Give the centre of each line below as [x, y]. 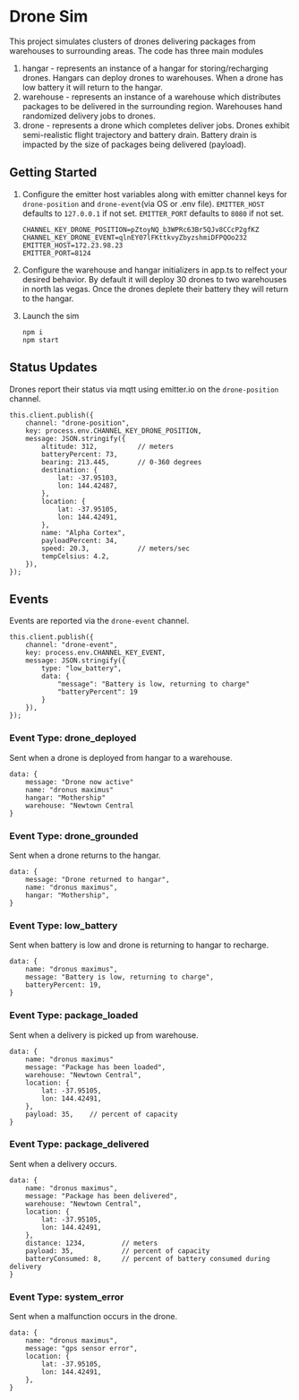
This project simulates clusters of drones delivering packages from [133, 41]
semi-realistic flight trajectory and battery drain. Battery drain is [140, 134]
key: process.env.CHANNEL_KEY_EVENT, [96, 653]
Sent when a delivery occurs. [63, 1163]
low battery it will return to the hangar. [93, 87]
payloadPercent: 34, [80, 540]
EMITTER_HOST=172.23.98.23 [73, 245]
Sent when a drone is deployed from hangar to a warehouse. [121, 757]
